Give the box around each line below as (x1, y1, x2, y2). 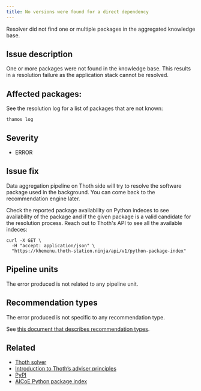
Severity (6, 133, 39, 143)
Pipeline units (6, 264, 59, 274)
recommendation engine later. (6, 195, 80, 202)
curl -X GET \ (6, 237, 42, 244)
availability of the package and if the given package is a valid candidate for (6, 213, 191, 220)
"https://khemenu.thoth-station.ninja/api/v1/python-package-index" (11, 248, 187, 254)
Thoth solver (14, 359, 47, 366)
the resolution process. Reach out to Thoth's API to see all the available (6, 219, 182, 226)
